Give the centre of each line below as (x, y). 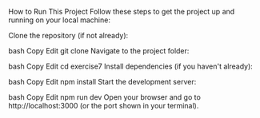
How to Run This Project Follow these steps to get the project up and (122, 12)
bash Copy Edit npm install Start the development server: (102, 82)
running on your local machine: (59, 20)
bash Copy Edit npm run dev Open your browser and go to (105, 97)
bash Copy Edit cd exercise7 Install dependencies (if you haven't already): (131, 66)
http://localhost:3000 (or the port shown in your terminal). (104, 106)
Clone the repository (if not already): (68, 35)
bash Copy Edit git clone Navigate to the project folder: (99, 51)
